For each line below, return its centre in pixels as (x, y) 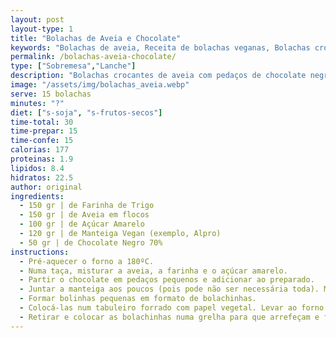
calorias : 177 (40, 150)
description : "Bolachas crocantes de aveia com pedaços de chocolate (158, 76)
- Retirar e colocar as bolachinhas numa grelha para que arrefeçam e (169, 317)
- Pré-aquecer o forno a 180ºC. (87, 261)
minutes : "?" (37, 103)
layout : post (37, 19)
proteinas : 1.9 (42, 159)
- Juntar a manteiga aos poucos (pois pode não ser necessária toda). (169, 289)
